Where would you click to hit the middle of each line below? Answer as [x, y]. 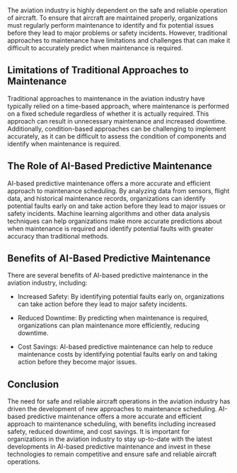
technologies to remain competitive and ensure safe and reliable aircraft [112, 455]
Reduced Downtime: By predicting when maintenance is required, [113, 318]
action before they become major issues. [77, 362]
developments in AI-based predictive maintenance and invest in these [109, 447]
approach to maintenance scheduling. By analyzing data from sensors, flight [118, 190]
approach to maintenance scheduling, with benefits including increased [111, 424]
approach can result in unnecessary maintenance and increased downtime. [117, 121]
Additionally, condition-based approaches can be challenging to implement [117, 129]
